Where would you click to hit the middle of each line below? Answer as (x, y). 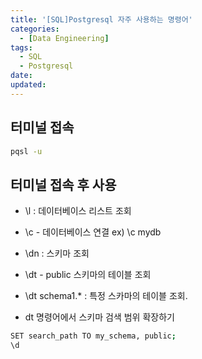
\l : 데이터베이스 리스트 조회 (78, 211)
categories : (35, 29)
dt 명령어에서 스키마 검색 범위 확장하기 (99, 317)
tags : (21, 47)
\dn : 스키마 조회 (57, 253)
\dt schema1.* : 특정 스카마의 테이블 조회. (106, 296)
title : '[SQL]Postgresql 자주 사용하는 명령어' (101, 19)
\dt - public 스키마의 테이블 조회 (88, 275)
